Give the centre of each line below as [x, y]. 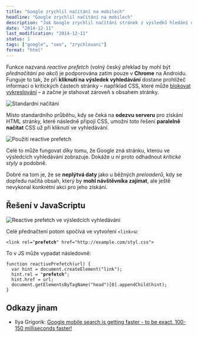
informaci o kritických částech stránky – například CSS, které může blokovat [98, 86]
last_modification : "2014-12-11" [47, 34]
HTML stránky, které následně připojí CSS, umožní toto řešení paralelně [93, 121]
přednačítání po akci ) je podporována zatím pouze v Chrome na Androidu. [97, 73]
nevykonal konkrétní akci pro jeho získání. [57, 187]
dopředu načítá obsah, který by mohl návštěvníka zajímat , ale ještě [88, 180]
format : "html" [25, 50]
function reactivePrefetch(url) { [49, 264]
